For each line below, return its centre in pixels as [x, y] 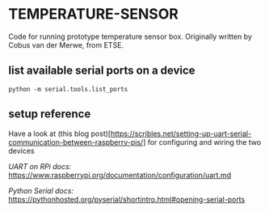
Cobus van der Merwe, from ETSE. [66, 45]
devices [21, 151]
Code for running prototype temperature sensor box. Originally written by [130, 36]
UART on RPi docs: [40, 166]
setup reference [50, 114]
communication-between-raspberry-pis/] [77, 142]
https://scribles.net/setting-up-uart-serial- [181, 134]
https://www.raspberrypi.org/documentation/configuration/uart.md [120, 175]
